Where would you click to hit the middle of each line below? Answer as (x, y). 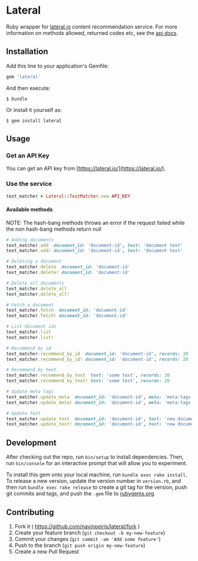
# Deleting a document (34, 262)
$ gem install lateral (34, 121)
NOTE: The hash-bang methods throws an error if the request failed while (95, 223)
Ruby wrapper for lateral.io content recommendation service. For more (92, 27)
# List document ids (32, 327)
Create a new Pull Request (47, 552)
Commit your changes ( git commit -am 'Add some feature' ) (88, 539)
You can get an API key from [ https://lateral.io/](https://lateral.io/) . (86, 169)
